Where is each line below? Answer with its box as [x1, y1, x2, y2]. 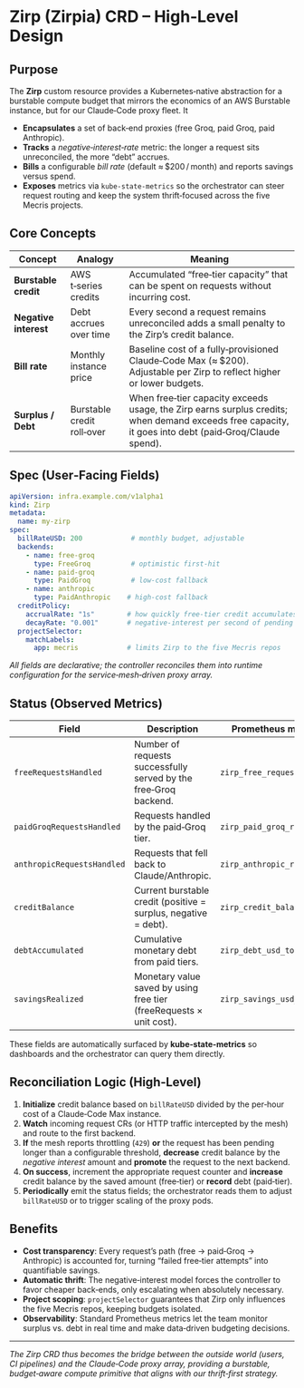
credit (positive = [134, 896, 206, 908]
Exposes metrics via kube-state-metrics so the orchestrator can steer [22, 180, 285, 191]
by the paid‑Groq [134, 820, 206, 833]
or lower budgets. [128, 376, 204, 389]
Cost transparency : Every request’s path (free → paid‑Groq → [22, 1245, 255, 1257]
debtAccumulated [14, 946, 84, 956]
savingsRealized [14, 995, 84, 1005]
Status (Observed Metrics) [9, 695, 163, 711]
